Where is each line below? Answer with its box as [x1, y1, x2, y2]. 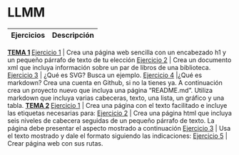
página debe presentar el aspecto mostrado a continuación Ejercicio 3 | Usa [7, 124, 231, 132]
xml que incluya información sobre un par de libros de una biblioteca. [7, 63, 211, 71]
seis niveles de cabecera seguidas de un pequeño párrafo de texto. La [7, 116, 215, 125]
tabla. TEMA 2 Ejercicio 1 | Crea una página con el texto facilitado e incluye [7, 101, 228, 109]
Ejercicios [11, 30, 45, 40]
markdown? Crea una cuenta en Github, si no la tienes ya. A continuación [7, 78, 223, 86]
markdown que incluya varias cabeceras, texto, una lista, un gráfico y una [7, 94, 225, 102]
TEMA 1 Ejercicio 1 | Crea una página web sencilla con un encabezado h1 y [7, 48, 227, 56]
